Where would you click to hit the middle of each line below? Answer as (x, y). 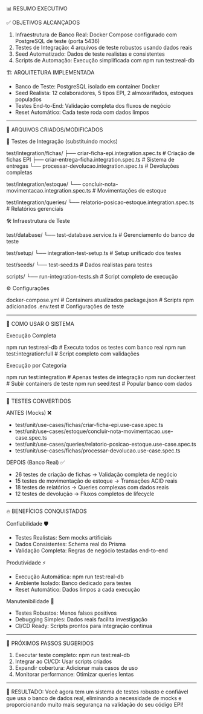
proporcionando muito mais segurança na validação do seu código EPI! (95, 705)
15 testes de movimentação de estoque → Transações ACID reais (96, 481)
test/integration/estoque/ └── (44, 184)
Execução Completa (31, 336)
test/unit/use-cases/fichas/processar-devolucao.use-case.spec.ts (98, 451)
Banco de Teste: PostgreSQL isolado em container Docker (87, 86)
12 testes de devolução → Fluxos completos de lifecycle (85, 494)
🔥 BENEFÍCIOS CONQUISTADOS (47, 511)
